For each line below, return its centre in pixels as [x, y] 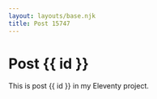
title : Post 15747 [39, 24]
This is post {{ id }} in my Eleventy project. [79, 86]
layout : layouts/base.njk [52, 16]
